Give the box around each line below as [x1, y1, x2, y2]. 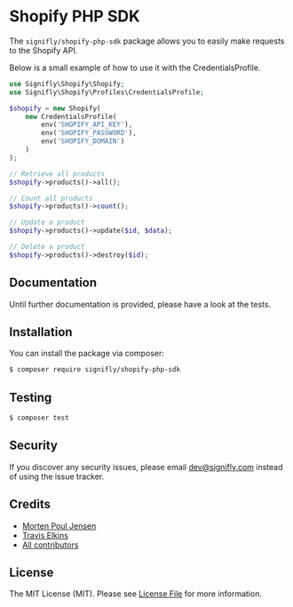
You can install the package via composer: [9, 348, 164, 359]
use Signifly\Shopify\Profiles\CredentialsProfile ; [9, 87, 204, 97]
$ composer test [9, 413, 69, 423]
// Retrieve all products [9, 169, 105, 179]
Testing [9, 389, 52, 405]
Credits [9, 497, 51, 512]
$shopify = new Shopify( [9, 104, 101, 113]
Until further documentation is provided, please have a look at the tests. [9, 299, 272, 309]
